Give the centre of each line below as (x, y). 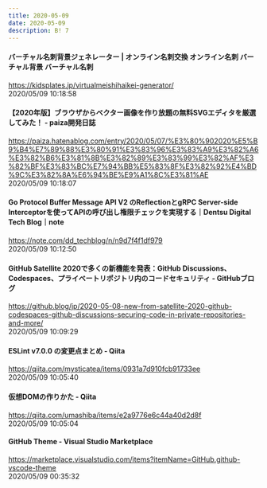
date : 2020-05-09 (37, 23)
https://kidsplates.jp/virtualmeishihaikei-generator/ (91, 85)
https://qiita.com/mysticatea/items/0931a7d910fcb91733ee (104, 369)
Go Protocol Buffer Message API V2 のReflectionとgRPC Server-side (123, 202)
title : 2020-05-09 (39, 16)
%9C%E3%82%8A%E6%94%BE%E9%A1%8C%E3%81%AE (108, 174)
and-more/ (26, 323)
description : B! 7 (39, 30)
